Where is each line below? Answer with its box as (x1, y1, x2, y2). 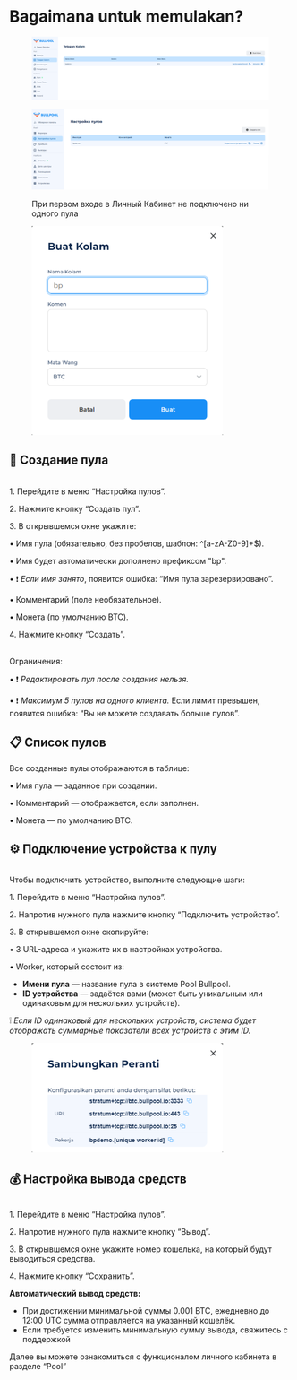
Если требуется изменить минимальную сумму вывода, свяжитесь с (21, 1324, 289, 1335)
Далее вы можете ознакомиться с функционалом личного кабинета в (9, 1351, 277, 1362)
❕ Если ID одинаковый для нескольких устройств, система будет (9, 1015, 257, 1026)
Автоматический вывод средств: (9, 1288, 141, 1298)
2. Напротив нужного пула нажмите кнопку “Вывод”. (9, 1226, 211, 1237)
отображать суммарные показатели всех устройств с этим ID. (9, 1025, 251, 1037)
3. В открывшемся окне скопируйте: (9, 926, 149, 938)
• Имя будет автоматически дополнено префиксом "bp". (9, 555, 227, 566)
